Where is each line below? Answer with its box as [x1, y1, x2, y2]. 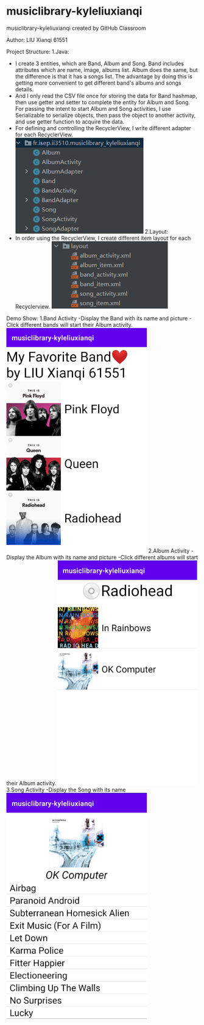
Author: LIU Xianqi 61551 [6, 36, 68, 43]
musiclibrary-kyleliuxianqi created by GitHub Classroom [6, 24, 146, 32]
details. [15, 85, 34, 93]
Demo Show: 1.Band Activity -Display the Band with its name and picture [6, 315, 188, 322]
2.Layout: [144, 228, 169, 235]
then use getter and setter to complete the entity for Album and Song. [15, 99, 191, 106]
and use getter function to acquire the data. [15, 117, 125, 125]
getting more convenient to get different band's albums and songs [15, 79, 181, 86]
